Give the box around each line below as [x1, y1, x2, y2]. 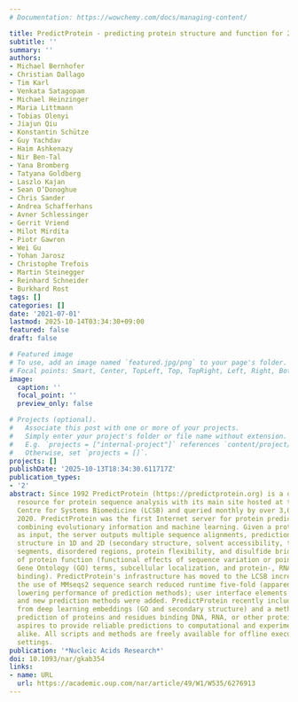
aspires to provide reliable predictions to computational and [17, 621, 255, 630]
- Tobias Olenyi [9, 112, 69, 121]
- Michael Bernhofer [9, 62, 86, 71]
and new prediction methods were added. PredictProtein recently [17, 597, 264, 605]
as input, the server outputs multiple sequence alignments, [17, 531, 248, 540]
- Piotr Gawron [9, 235, 66, 244]
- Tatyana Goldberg [9, 169, 82, 178]
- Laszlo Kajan [9, 177, 66, 186]
